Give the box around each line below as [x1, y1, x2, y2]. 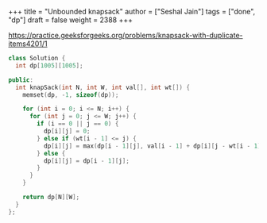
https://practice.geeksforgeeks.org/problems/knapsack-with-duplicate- [8, 31, 244, 40]
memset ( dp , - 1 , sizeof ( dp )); [22, 90, 119, 98]
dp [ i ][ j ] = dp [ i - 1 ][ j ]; [43, 156, 130, 165]
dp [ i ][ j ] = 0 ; [43, 127, 91, 135]
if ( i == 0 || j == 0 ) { [37, 120, 119, 128]
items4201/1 [8, 39, 48, 48]
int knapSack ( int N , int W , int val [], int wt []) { [15, 83, 191, 91]
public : [8, 75, 34, 84]
